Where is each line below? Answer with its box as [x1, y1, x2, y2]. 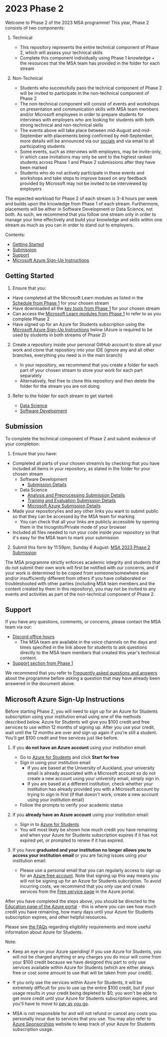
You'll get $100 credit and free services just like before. [5, 735, 119, 741]
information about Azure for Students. [5, 929, 83, 935]
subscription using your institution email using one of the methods [5, 714, 141, 720]
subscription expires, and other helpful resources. [5, 914, 108, 920]
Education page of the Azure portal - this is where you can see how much [5, 904, 157, 910]
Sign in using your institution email [19, 760, 91, 766]
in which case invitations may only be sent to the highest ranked [19, 153, 152, 160]
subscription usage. [12, 1027, 53, 1033]
